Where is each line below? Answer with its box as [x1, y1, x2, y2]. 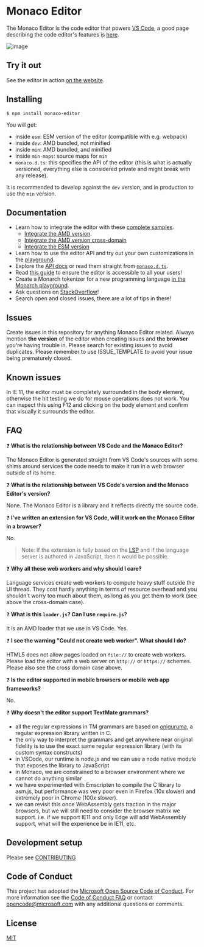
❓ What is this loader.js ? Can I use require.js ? [6, 610, 127, 618]
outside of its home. [6, 469, 57, 476]
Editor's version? [6, 490, 51, 497]
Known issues [6, 372, 62, 382]
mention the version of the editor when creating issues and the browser [6, 335, 189, 342]
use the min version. [6, 190, 57, 197]
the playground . [15, 256, 55, 263]
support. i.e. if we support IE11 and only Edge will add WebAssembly [15, 813, 186, 820]
